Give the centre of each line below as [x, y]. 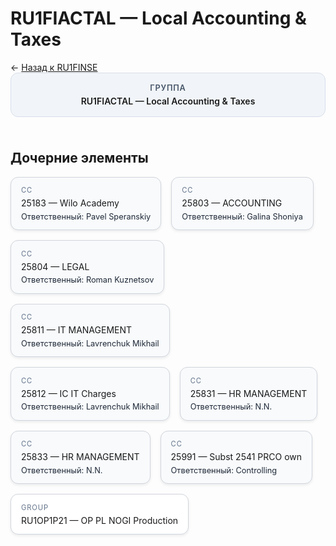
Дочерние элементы [79, 158]
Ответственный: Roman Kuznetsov [88, 280]
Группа [168, 87]
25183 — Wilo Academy [70, 203]
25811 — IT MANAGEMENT [77, 330]
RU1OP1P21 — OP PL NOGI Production [100, 520]
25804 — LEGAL [55, 266]
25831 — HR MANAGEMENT [248, 393]
